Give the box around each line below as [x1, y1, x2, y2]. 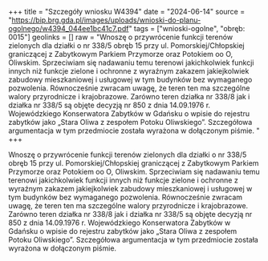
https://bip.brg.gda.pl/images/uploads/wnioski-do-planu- [11, 15, 201, 25]
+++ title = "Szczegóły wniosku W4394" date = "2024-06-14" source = [8, 7, 246, 16]
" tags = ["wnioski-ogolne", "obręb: [128, 24, 246, 33]
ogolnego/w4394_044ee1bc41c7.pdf [8, 24, 129, 33]
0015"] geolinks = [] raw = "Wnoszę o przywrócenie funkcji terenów [8, 32, 233, 42]
